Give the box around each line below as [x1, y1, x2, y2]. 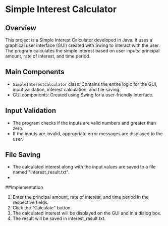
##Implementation [5, 184, 43, 190]
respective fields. [12, 199, 49, 205]
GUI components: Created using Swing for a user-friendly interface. [12, 92, 154, 98]
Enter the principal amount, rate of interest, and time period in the [12, 194, 149, 200]
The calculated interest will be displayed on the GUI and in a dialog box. [12, 210, 161, 216]
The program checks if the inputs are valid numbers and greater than [12, 120, 156, 126]
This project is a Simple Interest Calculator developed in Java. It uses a [5, 37, 152, 43]
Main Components [5, 68, 65, 76]
